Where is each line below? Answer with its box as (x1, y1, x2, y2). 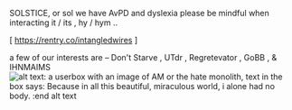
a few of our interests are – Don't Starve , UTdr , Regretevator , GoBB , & (9, 52, 278, 62)
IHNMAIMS (9, 62, 52, 72)
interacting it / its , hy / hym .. (9, 17, 118, 28)
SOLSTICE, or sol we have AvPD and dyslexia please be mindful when (9, 8, 269, 18)
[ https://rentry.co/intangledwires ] (9, 35, 138, 45)
